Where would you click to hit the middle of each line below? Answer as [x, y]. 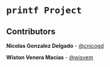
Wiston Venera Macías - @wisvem [50, 57]
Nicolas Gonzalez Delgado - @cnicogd [55, 46]
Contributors [31, 31]
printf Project [44, 10]
